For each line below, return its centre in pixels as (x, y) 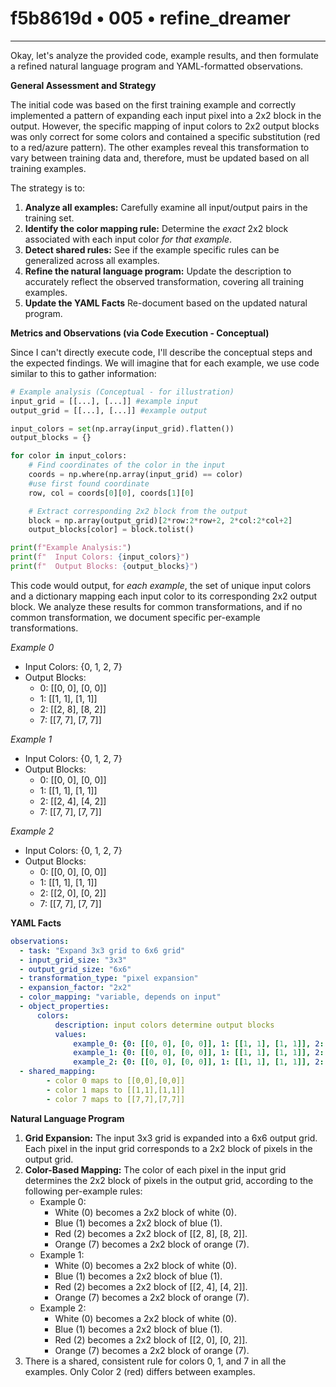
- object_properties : (64, 1007)
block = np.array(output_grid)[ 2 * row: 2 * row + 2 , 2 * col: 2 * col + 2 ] (160, 520)
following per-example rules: (83, 1191)
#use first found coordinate (89, 483)
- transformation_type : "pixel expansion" (109, 978)
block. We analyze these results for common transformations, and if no (156, 606)
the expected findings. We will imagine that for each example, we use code (165, 363)
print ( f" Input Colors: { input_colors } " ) (100, 557)
